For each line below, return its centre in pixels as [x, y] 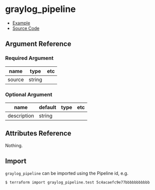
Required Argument [29, 58]
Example [21, 23]
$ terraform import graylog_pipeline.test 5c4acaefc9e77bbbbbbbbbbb [77, 182]
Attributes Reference [38, 133]
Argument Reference [38, 44]
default [48, 107]
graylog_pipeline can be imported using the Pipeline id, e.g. [67, 173]
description [21, 116]
